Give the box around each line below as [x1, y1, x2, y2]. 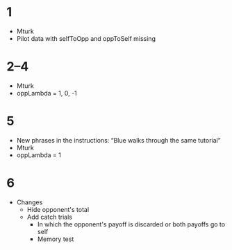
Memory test [37, 235, 74, 243]
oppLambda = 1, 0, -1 [16, 89, 77, 97]
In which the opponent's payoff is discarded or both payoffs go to [37, 220, 226, 229]
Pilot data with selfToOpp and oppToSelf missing [16, 34, 156, 42]
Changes [16, 198, 43, 206]
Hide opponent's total [26, 205, 90, 213]
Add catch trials [26, 213, 73, 221]
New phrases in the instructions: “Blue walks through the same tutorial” [16, 136, 221, 144]
